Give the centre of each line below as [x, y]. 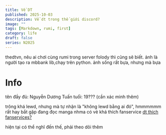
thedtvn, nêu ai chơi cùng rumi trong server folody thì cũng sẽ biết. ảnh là [81, 57]
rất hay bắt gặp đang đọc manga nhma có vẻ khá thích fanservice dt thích [82, 112]
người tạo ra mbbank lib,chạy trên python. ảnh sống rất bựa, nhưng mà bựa [83, 62]
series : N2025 [20, 43]
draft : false [19, 38]
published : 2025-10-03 [29, 15]
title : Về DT [19, 10]
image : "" [16, 24]
